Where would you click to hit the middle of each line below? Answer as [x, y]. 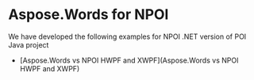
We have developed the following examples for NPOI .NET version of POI [127, 36]
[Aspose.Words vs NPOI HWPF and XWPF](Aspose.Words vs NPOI [129, 60]
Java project [29, 44]
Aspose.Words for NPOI [89, 15]
